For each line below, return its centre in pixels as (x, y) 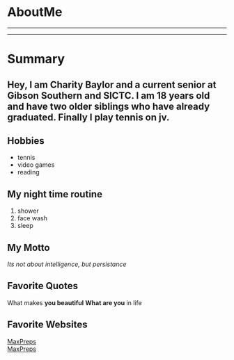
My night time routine (55, 194)
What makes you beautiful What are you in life (75, 302)
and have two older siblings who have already (109, 106)
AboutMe (35, 12)
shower (28, 211)
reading (28, 172)
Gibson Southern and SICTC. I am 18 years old (109, 96)
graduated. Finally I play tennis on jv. (88, 117)
